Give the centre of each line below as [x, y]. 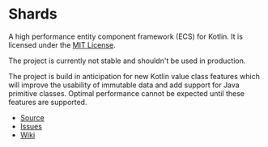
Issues [31, 126]
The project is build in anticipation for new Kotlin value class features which [134, 76]
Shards [33, 14]
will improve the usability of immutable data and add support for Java [124, 85]
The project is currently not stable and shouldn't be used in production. [127, 61]
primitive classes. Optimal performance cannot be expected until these [127, 93]
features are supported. [48, 102]
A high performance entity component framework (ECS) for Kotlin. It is [125, 36]
